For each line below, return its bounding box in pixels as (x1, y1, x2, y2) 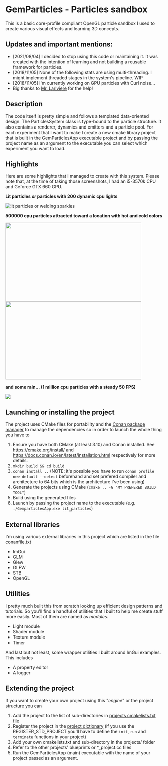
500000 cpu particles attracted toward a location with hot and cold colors (5, 213, 163, 219)
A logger (12, 669, 31, 676)
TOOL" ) (12, 489, 26, 495)
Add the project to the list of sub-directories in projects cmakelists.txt (12, 712, 156, 718)
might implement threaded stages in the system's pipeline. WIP (12, 74, 143, 81)
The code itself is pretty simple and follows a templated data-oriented (5, 113, 149, 119)
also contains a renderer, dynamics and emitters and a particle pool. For (5, 124, 154, 130)
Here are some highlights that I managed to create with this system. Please (5, 173, 160, 179)
